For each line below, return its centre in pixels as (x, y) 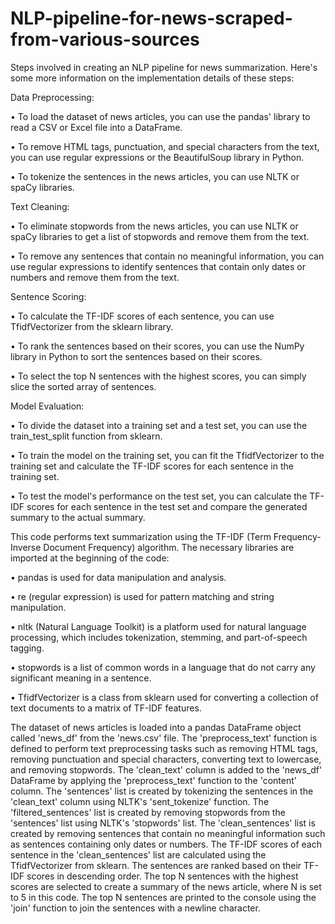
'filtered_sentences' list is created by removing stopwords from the (148, 812)
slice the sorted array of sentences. (83, 386)
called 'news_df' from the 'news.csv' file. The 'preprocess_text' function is (164, 738)
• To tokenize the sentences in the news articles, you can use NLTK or (155, 176)
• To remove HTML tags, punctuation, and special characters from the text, (165, 146)
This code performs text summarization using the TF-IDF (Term (141, 536)
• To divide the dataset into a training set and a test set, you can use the (159, 425)
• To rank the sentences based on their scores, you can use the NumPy (157, 346)
